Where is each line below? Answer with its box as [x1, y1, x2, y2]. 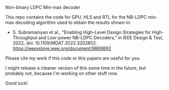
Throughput [12, 35, 38, 40]
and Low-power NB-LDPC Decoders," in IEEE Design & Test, [38, 35, 164, 40]
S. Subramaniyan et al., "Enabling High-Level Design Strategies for [12, 29, 151, 35]
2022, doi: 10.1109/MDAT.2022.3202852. [12, 40, 97, 46]
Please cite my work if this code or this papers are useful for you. [5, 55, 141, 61]
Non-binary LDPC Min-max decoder [5, 5, 81, 10]
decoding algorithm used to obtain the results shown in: [15, 20, 131, 25]
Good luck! [5, 80, 28, 86]
